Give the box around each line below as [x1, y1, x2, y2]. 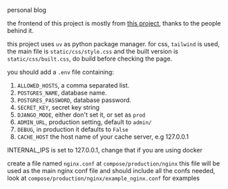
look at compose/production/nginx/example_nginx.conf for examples [7, 174, 200, 182]
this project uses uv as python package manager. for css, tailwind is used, [7, 40, 220, 48]
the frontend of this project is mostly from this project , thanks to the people [7, 19, 221, 27]
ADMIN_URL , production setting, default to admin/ [17, 118, 152, 126]
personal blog [7, 6, 47, 14]
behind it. [7, 27, 35, 34]
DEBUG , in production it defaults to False [17, 126, 129, 133]
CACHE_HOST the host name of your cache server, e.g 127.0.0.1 [17, 132, 189, 141]
